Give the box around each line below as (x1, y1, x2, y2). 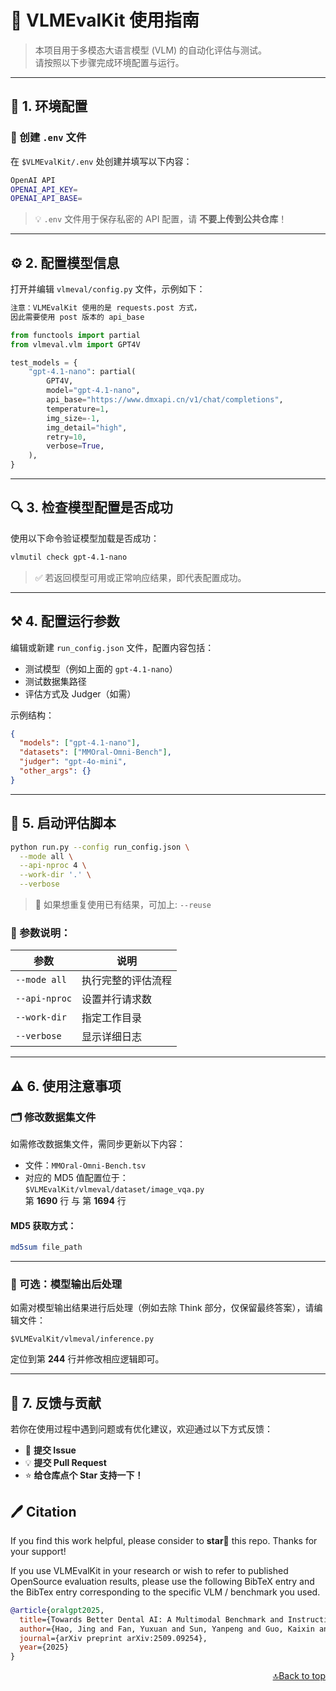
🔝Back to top (272, 1670, 326, 1682)
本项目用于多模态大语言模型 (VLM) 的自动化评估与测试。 (34, 44, 268, 56)
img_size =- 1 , (46, 413, 101, 423)
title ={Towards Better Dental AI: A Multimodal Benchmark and (19, 1614, 284, 1625)
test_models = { (10, 357, 78, 368)
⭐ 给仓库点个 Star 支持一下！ (24, 1469, 144, 1481)
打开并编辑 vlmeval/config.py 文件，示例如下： (10, 283, 206, 295)
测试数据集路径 (24, 675, 87, 687)
